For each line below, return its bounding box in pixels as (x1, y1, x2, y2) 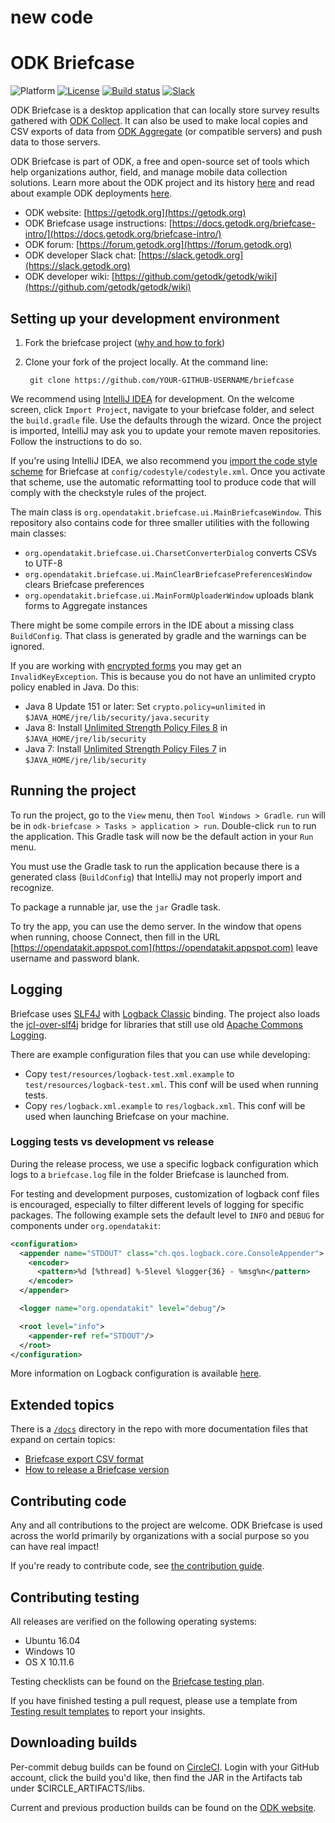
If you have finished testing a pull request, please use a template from (10, 1694, 298, 1706)
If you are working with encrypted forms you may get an (10, 659, 242, 671)
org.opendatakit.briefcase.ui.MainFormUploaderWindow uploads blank (24, 589, 315, 601)
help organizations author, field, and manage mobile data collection (10, 166, 288, 178)
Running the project (10, 782, 137, 800)
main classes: (10, 527, 67, 539)
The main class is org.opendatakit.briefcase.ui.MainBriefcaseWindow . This (10, 506, 322, 518)
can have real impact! (10, 1541, 100, 1553)
